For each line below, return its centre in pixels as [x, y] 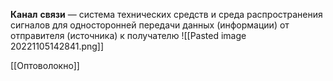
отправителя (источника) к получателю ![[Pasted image [128, 35]
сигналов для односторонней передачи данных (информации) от [150, 25]
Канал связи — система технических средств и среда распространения [166, 14]
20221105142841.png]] [57, 46]
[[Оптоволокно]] [45, 65]
